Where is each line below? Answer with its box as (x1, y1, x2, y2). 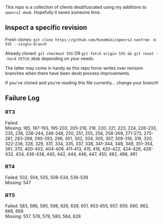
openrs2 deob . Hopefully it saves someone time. (5, 9, 101, 15)
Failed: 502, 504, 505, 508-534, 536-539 (5, 174, 89, 180)
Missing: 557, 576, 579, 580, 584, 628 (5, 213, 81, 220)
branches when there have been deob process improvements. (5, 70, 131, 76)
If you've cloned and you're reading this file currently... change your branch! (5, 79, 159, 85)
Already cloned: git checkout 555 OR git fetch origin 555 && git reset (5, 50, 154, 56)
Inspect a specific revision (5, 24, 87, 32)
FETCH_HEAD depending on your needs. (18, 55, 94, 61)
